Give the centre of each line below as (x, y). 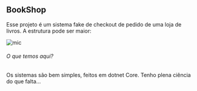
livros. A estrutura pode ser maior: (49, 31)
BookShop (26, 10)
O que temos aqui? (30, 56)
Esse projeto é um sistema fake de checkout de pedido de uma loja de (94, 24)
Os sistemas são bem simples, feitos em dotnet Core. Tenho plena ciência (98, 75)
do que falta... (24, 81)
